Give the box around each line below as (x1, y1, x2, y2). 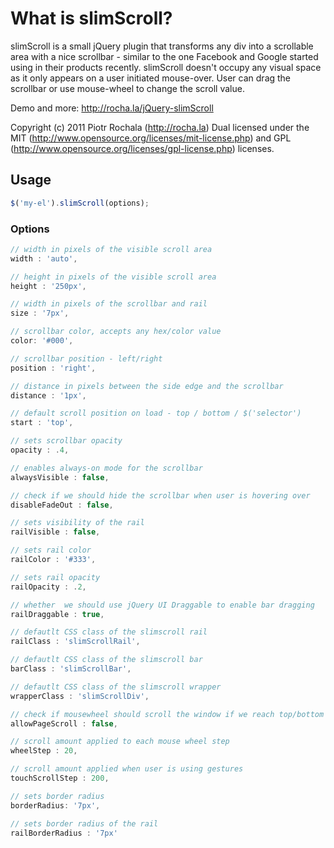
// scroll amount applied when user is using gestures (10, 764, 244, 774)
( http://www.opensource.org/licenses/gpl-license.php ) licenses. (10, 142, 275, 154)
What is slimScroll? (10, 7, 173, 30)
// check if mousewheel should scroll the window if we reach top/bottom (10, 709, 325, 719)
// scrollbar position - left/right (10, 353, 163, 364)
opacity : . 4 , (10, 445, 70, 456)
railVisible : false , (10, 527, 101, 537)
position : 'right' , (10, 363, 97, 373)
